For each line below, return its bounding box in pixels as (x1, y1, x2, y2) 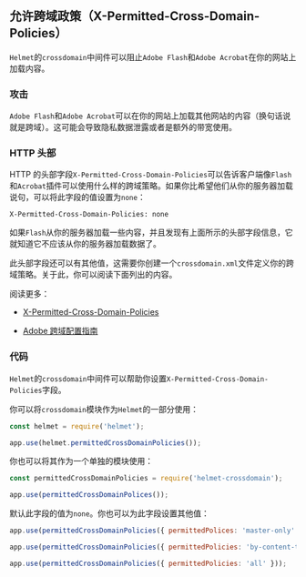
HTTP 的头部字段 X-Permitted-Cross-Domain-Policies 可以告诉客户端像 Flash (9, 169, 292, 180)
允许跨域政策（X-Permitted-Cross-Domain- (9, 8, 260, 25)
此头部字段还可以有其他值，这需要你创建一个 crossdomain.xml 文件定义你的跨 (9, 258, 294, 268)
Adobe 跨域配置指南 (22, 326, 98, 337)
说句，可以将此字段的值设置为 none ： (9, 192, 146, 203)
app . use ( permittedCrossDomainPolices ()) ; (9, 491, 169, 500)
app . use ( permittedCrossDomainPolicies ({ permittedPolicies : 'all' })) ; (9, 559, 287, 568)
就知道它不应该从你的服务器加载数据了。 (9, 238, 161, 249)
